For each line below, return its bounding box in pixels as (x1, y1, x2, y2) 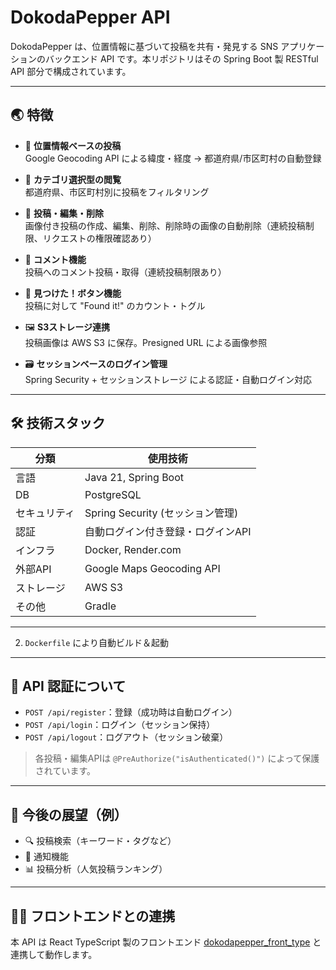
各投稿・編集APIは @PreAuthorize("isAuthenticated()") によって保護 (34, 752, 320, 765)
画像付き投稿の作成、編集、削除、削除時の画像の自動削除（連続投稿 (24, 219, 306, 231)
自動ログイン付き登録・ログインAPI (84, 524, 252, 538)
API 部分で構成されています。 (10, 65, 132, 77)
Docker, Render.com (84, 542, 182, 556)
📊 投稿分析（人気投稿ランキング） (24, 863, 168, 875)
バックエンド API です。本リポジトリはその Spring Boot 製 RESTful (44, 52, 319, 65)
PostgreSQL (84, 487, 142, 501)
